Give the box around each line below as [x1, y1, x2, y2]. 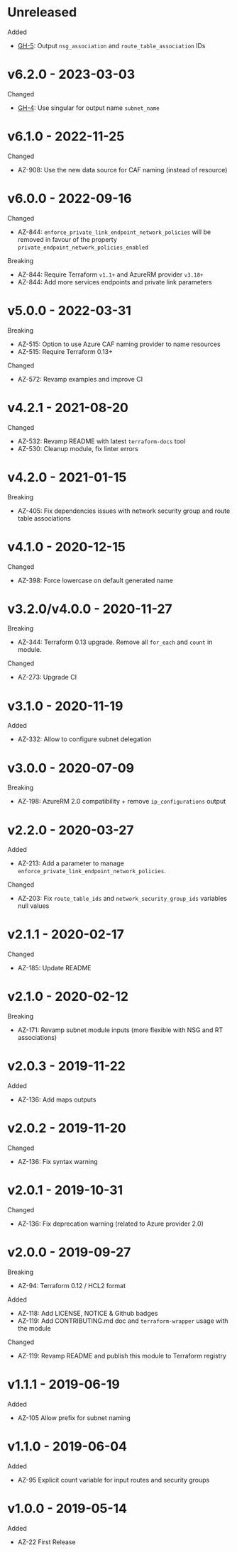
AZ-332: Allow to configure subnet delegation [17, 735, 152, 743]
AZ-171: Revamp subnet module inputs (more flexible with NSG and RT [17, 1026, 224, 1034]
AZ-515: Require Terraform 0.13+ [17, 347, 114, 355]
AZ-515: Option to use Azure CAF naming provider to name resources [17, 340, 221, 348]
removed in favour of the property [17, 235, 117, 243]
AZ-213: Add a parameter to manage [17, 859, 124, 868]
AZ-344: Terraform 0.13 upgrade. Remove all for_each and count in [17, 638, 213, 646]
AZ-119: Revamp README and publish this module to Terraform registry [17, 1351, 227, 1360]
